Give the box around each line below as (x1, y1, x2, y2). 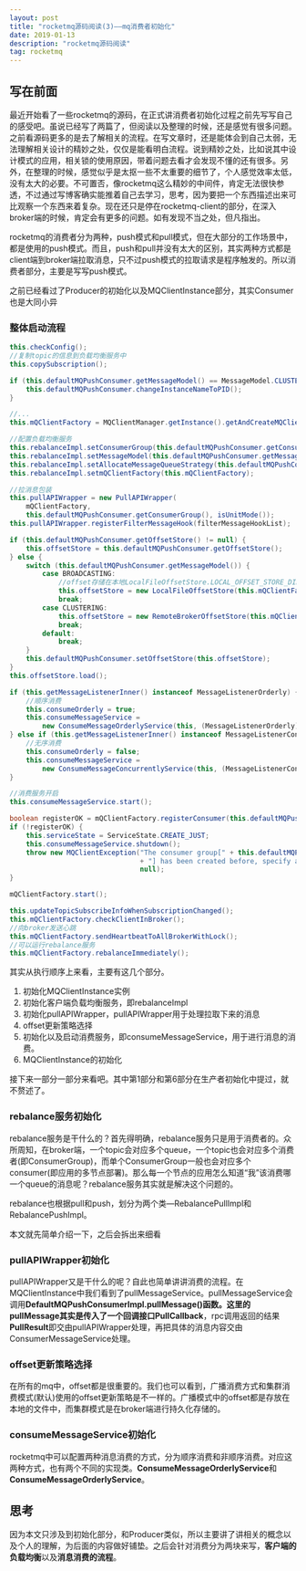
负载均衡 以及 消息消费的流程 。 (9, 1552, 121, 1563)
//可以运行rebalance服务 (9, 940, 96, 949)
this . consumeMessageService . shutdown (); (25, 839, 181, 849)
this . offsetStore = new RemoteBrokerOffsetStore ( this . (57, 612, 271, 621)
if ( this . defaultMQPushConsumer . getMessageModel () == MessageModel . (9, 376, 275, 385)
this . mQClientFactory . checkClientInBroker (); (9, 915, 185, 924)
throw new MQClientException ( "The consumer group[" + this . (25, 848, 259, 857)
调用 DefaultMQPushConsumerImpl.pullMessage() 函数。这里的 (9, 1298, 251, 1310)
